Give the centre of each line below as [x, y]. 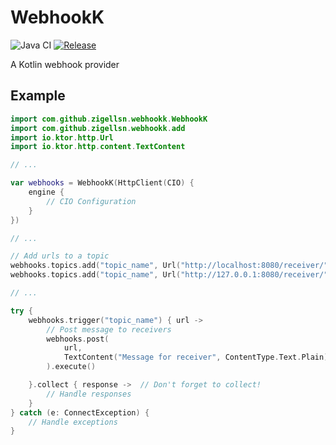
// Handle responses [89, 394]
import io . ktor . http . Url [62, 137]
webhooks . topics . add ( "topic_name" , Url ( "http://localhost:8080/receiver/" [169, 266]
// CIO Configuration [91, 201]
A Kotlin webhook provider [65, 64]
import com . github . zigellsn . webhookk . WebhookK [109, 119]
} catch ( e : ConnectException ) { [80, 412]
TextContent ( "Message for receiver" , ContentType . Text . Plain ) [196, 357]
